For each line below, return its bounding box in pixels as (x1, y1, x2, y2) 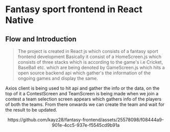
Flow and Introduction (5, 35, 77, 43)
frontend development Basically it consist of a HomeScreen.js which (17, 54, 162, 60)
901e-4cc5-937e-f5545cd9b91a (52, 122, 120, 128)
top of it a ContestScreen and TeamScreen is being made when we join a (5, 91, 159, 96)
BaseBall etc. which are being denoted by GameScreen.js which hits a (17, 65, 165, 70)
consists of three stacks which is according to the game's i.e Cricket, (17, 59, 163, 65)
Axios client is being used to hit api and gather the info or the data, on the (5, 85, 160, 91)
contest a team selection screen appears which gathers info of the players (5, 96, 162, 102)
